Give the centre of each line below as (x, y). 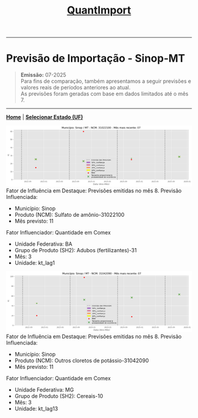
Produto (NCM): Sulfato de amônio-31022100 (70, 215)
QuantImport (99, 10)
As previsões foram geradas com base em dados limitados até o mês (104, 94)
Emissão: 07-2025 (43, 75)
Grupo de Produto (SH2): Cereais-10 (59, 396)
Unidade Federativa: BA (43, 244)
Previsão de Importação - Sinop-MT (96, 58)
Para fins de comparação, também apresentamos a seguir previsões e (106, 81)
